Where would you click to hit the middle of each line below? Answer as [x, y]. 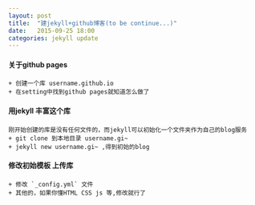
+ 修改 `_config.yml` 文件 [51, 184]
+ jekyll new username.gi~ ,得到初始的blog [79, 147]
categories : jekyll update [53, 38]
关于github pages [38, 64]
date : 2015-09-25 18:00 [51, 30]
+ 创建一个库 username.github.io [61, 84]
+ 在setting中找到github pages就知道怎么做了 [79, 92]
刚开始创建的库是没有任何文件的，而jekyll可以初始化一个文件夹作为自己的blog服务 [127, 130]
